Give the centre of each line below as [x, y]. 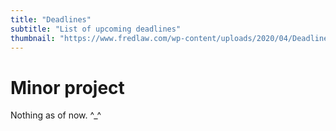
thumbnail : [33, 38]
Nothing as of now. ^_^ [56, 115]
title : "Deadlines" [51, 19]
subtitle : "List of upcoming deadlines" [96, 29]
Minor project [67, 87]
